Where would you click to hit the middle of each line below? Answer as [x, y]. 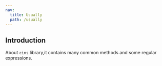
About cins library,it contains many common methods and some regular [81, 53]
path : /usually [26, 19]
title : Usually [26, 15]
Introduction [26, 40]
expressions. [19, 58]
